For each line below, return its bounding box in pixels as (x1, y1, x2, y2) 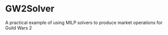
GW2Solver (5, 3, 54, 14)
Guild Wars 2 (5, 24, 32, 30)
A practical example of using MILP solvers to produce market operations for (5, 19, 163, 25)
